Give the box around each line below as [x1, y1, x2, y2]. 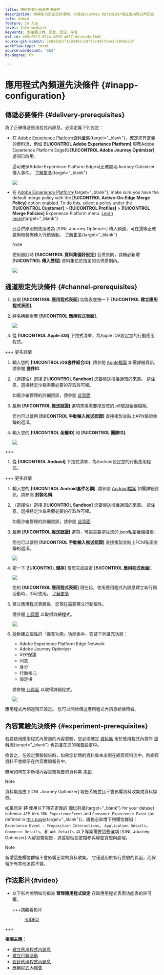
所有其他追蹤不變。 [9, 861, 48, 867]
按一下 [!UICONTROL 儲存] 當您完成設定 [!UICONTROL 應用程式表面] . [12, 565, 152, 571]
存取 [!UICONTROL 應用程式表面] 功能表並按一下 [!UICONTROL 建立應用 [12, 297, 158, 303]
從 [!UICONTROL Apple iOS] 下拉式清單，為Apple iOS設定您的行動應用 [12, 333, 155, 339]
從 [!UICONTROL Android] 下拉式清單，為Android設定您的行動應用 [12, 459, 147, 465]
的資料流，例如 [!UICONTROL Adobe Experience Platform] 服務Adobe [12, 141, 155, 147]
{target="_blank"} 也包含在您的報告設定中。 [14, 742, 102, 748]
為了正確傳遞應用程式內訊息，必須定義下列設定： [5, 125, 103, 130]
